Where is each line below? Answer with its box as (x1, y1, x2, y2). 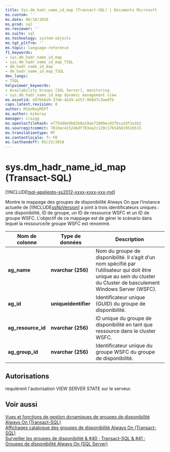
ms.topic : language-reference (5, 45, 69, 50)
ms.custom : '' (5, 12, 35, 17)
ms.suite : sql (5, 31, 35, 36)
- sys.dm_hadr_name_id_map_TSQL (5, 59, 73, 64)
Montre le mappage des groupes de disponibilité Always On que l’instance (5, 199, 160, 205)
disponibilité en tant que (95, 321, 153, 328)
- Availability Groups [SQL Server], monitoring (5, 87, 110, 93)
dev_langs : (5, 74, 28, 79)
